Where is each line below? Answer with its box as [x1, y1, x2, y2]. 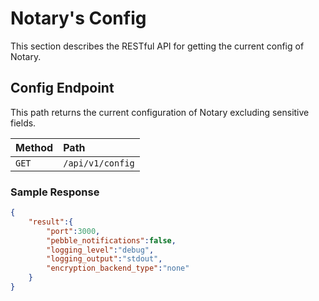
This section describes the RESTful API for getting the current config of [10, 40, 305, 52]
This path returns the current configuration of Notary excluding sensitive [10, 106, 310, 118]
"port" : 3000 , [46, 226, 101, 236]
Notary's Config [10, 7, 147, 30]
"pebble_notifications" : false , [46, 235, 177, 246]
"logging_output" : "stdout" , [46, 254, 163, 264]
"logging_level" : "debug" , [46, 245, 155, 255]
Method [15, 140, 54, 154]
